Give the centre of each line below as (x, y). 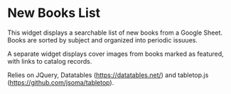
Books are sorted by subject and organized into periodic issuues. (102, 40)
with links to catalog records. (50, 61)
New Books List (54, 13)
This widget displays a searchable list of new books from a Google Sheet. (115, 33)
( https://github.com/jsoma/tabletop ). (61, 82)
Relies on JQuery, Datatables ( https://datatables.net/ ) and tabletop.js (108, 75)
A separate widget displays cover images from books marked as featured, (116, 54)
